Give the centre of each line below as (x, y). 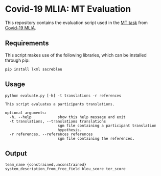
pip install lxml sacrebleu (34, 69)
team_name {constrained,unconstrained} (46, 165)
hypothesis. (70, 130)
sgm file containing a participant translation (107, 126)
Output (16, 153)
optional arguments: (26, 113)
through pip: (17, 60)
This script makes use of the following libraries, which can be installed (76, 55)
